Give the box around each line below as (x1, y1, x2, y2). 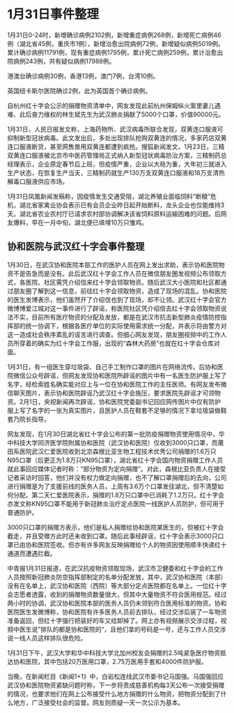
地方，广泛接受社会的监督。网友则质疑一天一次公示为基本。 (13, 698, 185, 707)
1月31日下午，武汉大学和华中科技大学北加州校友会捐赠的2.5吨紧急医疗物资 (7, 648, 221, 656)
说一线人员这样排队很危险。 (7, 633, 87, 642)
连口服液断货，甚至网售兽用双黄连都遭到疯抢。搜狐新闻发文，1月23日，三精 (7, 142, 225, 151)
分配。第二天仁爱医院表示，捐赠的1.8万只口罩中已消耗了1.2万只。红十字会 (13, 490, 225, 499)
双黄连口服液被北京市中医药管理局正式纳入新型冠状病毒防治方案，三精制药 (7, 151, 221, 159)
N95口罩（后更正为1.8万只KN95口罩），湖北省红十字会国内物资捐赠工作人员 (7, 456, 224, 464)
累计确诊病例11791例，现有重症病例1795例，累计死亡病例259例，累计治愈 (7, 48, 217, 57)
